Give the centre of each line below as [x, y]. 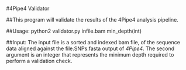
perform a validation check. [39, 61]
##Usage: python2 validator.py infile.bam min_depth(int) [74, 31]
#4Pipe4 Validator [28, 8]
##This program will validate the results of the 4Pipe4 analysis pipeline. [92, 20]
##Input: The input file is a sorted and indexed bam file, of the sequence [93, 42]
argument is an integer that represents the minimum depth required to [90, 55]
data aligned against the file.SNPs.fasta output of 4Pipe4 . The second [90, 48]
